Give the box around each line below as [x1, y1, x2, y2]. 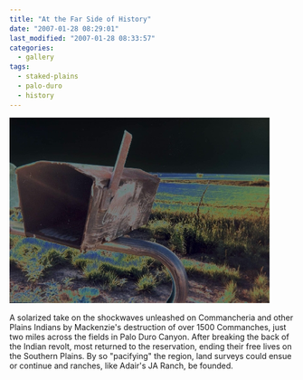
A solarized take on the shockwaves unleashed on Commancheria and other [9, 312, 294, 323]
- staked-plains [17, 72, 79, 81]
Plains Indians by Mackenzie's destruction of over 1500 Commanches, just [9, 321, 287, 332]
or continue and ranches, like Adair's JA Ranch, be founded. [9, 360, 233, 371]
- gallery [17, 52, 54, 62]
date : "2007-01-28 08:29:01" [9, 24, 119, 33]
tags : [9, 62, 30, 71]
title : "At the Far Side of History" [9, 14, 152, 24]
